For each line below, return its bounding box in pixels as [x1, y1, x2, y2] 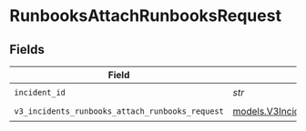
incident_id [14, 87, 66, 97]
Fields [9, 42, 46, 57]
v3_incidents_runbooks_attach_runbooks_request [14, 106, 225, 116]
